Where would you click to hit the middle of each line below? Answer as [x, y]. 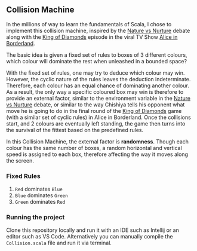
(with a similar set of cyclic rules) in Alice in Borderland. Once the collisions [98, 117]
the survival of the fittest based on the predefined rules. [75, 130]
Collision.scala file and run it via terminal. [59, 243]
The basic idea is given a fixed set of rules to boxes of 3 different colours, [97, 55]
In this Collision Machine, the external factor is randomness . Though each [98, 141]
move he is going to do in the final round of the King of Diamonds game [94, 111]
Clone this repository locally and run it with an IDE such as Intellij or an [93, 230]
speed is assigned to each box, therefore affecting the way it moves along [97, 154]
